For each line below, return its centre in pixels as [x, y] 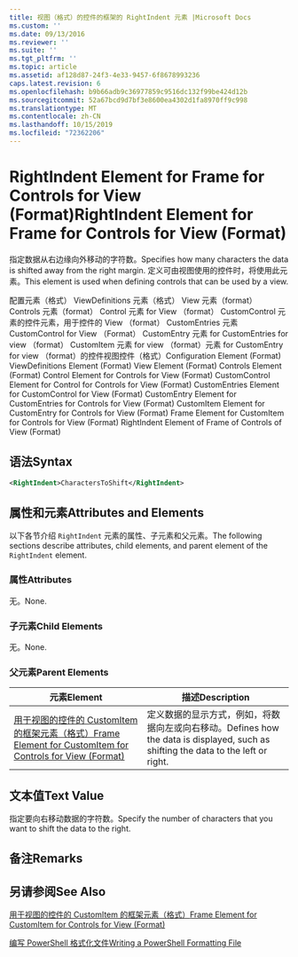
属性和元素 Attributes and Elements [107, 513]
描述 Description [216, 698]
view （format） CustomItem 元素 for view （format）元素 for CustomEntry [146, 344]
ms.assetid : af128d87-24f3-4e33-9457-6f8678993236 [105, 75]
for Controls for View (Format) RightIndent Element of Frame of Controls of [145, 422]
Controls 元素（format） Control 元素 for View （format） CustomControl [143, 311]
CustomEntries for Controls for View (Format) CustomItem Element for [137, 403]
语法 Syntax [41, 462]
